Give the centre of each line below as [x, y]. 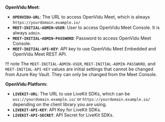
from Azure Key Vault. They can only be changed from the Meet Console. [81, 74]
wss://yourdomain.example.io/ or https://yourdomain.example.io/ [81, 99]
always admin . [27, 33]
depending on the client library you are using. [60, 104]
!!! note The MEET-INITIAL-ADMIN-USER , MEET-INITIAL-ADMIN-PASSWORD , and [80, 64]
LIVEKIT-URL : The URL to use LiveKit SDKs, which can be [71, 94]
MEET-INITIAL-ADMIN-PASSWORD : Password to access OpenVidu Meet [82, 38]
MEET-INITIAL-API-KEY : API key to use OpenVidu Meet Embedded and [84, 49]
